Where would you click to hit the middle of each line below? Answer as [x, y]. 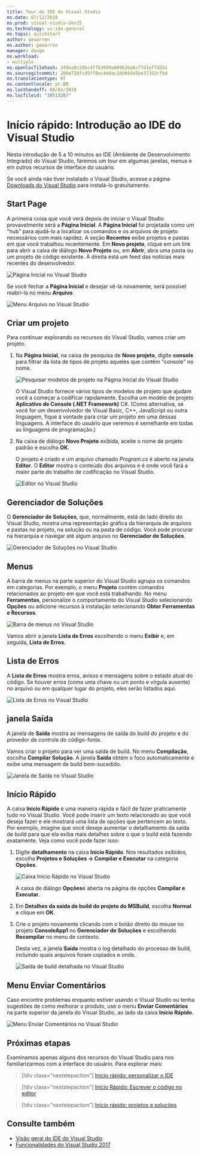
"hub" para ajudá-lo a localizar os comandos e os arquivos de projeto [92, 231]
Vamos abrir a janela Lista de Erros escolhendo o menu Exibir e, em [91, 635]
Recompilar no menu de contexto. [58, 937]
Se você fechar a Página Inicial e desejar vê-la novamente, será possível [97, 286]
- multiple [20, 62]
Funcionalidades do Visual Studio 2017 [63, 1144]
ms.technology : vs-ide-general [46, 28]
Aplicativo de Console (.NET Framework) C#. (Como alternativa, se [100, 404]
